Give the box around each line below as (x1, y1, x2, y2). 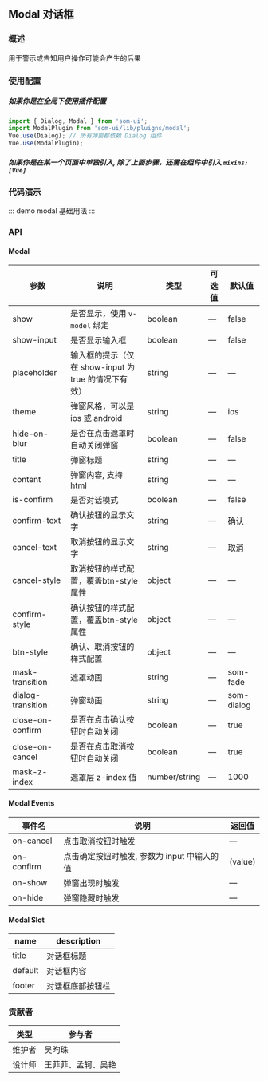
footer (12, 980, 36, 991)
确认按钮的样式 (70, 602, 127, 613)
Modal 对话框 (8, 7, 74, 22)
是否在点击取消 (70, 741, 127, 752)
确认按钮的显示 (70, 509, 127, 521)
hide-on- (12, 428, 49, 439)
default (12, 964, 39, 976)
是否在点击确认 (70, 714, 127, 725)
